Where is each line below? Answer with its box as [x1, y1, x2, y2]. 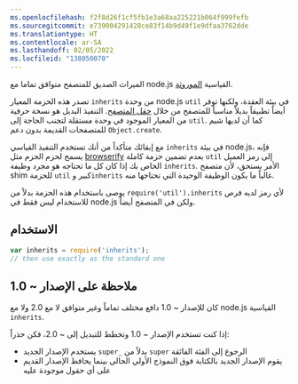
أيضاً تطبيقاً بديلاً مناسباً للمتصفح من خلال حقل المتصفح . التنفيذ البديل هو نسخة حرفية [10, 106, 286, 116]
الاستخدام [10, 222, 59, 237]
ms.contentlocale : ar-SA [10, 37, 102, 47]
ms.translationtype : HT [10, 29, 98, 38]
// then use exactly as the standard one [10, 254, 166, 263]
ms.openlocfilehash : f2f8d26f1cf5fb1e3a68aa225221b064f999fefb [10, 12, 249, 22]
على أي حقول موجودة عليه [22, 365, 112, 376]
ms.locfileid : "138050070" [10, 54, 110, 63]
